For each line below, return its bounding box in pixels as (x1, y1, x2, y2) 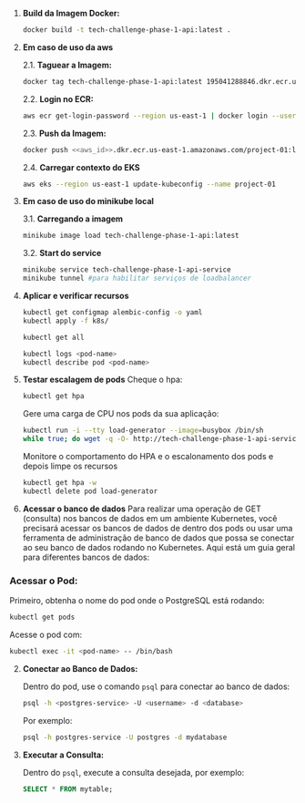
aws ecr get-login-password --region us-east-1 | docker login (22, 111, 269, 120)
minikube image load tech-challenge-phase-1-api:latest (22, 232, 239, 241)
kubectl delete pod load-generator (22, 487, 158, 496)
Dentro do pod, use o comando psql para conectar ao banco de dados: (22, 681, 290, 692)
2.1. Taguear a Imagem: (22, 59, 112, 70)
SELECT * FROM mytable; (22, 784, 114, 794)
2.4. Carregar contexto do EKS (22, 161, 141, 172)
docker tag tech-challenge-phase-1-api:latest (22, 77, 203, 86)
